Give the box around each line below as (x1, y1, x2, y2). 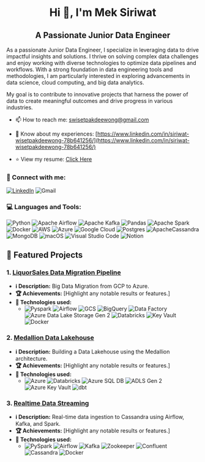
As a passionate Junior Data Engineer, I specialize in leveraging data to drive (6, 46, 199, 53)
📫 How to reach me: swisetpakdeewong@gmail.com (15, 116, 149, 123)
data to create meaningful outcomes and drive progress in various (6, 98, 173, 104)
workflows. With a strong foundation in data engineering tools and (6, 66, 173, 73)
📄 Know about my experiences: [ (15, 130, 98, 137)
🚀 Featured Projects (6, 250, 83, 260)
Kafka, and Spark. (15, 420, 61, 427)
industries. (6, 104, 33, 111)
